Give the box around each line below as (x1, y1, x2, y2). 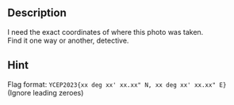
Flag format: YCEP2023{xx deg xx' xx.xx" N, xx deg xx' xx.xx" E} (7, 79, 227, 89)
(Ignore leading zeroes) (7, 88, 84, 97)
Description (7, 6, 67, 20)
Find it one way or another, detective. (7, 36, 129, 45)
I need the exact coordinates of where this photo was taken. (7, 27, 204, 36)
